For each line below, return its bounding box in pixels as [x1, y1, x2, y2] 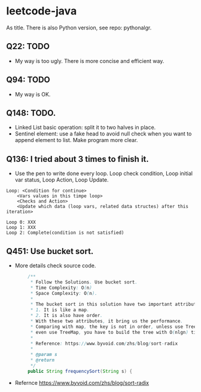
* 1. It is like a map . [30, 307, 90, 313]
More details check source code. [14, 262, 96, 269]
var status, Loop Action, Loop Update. [14, 176, 109, 183]
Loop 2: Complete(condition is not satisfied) [6, 230, 124, 236]
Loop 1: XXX [6, 225, 36, 231]
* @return [30, 357, 55, 363]
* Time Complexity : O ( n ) [30, 285, 93, 291]
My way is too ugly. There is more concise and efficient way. [14, 57, 165, 64]
